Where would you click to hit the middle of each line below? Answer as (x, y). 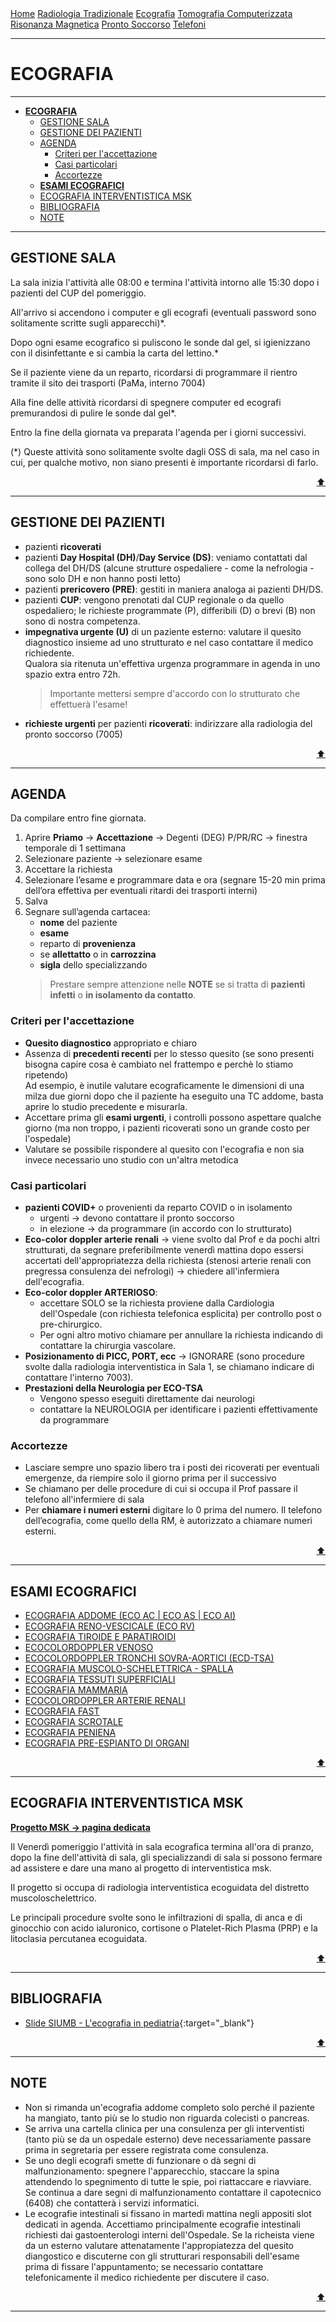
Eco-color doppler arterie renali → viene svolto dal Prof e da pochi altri (172, 1239)
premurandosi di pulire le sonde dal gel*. (93, 413)
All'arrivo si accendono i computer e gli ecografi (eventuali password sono (163, 312)
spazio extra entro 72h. (72, 674)
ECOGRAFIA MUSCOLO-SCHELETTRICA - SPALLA (129, 1669)
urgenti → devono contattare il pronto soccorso (137, 1218)
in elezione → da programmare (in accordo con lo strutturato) (166, 1228)
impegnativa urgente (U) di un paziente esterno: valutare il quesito (163, 631)
